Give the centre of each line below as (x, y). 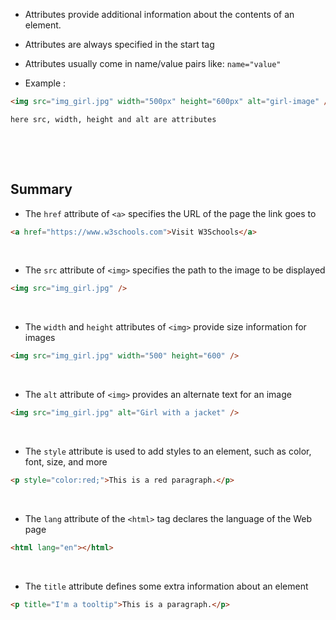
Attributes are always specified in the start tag (119, 44)
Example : (45, 83)
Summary (41, 189)
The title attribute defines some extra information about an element (166, 586)
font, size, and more (66, 462)
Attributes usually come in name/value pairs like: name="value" (153, 63)
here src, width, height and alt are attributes (113, 119)
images (40, 338)
